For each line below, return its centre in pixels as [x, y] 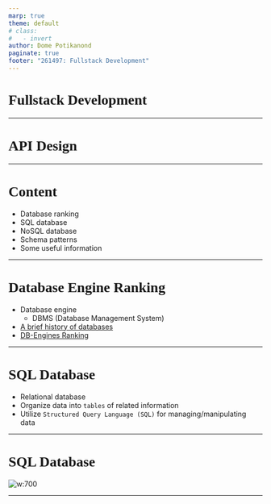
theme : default [34, 23]
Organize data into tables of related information [99, 405]
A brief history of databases [67, 327]
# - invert [30, 38]
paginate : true [34, 53]
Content [33, 192]
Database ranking [49, 214]
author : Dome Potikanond [50, 46]
